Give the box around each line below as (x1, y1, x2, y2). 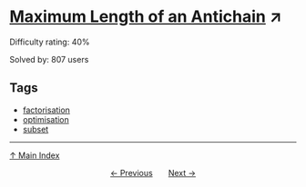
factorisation (22, 104, 71, 115)
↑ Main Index (9, 150, 60, 161)
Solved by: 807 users (9, 54, 89, 64)
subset (22, 123, 49, 134)
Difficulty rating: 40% (9, 36, 90, 47)
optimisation (22, 113, 70, 124)
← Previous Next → (109, 167, 197, 178)
